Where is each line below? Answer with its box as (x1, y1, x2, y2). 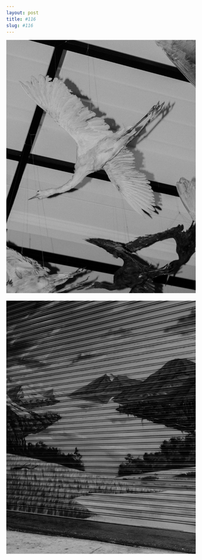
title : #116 (6, 16, 36, 22)
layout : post (6, 10, 39, 16)
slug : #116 (6, 22, 34, 28)
